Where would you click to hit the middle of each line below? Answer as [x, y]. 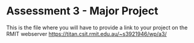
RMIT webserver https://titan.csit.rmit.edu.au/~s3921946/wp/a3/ [86, 33]
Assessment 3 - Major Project [82, 11]
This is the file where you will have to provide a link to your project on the [97, 27]
